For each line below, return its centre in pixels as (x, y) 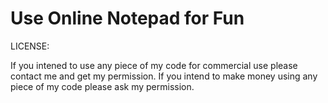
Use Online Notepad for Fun (127, 18)
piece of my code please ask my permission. (102, 86)
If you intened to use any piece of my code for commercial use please (154, 65)
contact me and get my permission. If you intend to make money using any (164, 76)
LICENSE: (30, 46)
